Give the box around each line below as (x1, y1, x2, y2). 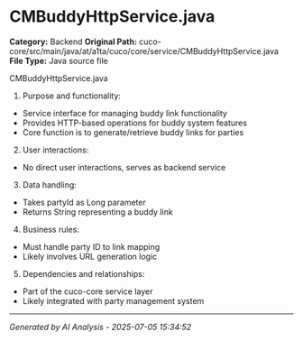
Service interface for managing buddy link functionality (22, 107, 228, 118)
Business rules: (22, 224, 79, 235)
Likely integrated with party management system (22, 295, 205, 306)
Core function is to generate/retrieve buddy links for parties (22, 126, 244, 137)
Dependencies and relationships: (22, 268, 145, 279)
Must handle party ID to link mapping (22, 241, 161, 252)
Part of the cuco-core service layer (22, 286, 153, 297)
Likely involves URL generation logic (22, 251, 158, 262)
